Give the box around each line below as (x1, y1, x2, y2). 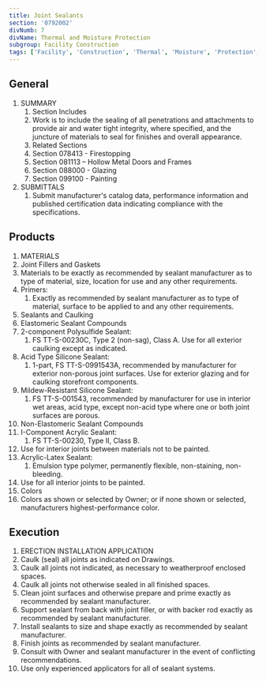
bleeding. (32, 469, 63, 478)
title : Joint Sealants (9, 11, 84, 20)
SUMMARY (20, 98, 58, 107)
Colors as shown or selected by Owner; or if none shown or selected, (20, 494, 246, 503)
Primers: (20, 285, 48, 294)
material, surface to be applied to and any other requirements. (32, 301, 234, 311)
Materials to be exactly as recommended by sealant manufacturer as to (20, 268, 253, 277)
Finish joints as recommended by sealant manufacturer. (20, 638, 201, 648)
